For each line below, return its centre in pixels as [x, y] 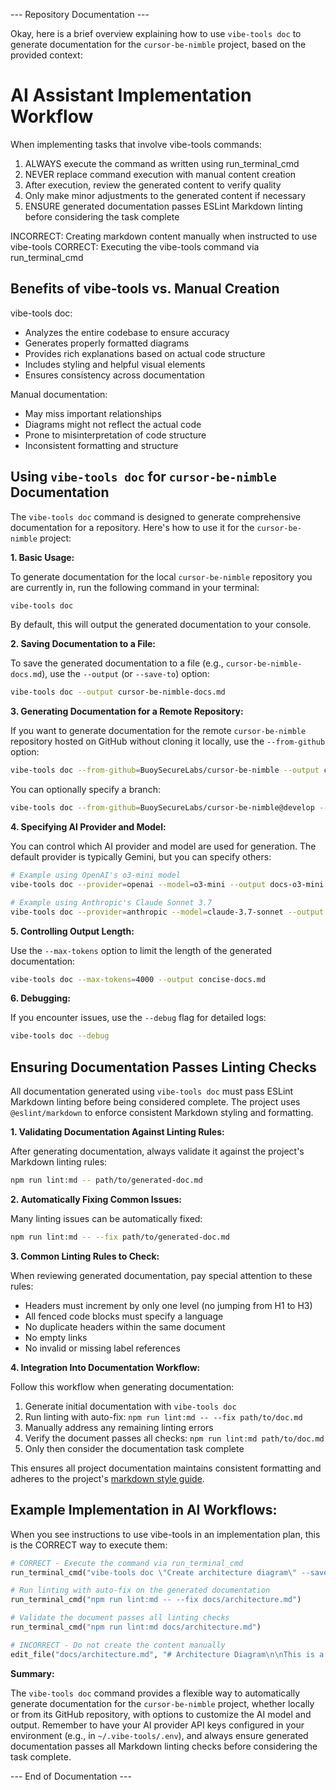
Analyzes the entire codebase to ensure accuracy [127, 332]
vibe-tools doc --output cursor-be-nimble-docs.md [118, 692]
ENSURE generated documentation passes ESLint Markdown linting [163, 206]
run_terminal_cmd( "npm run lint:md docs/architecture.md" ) [136, 1627]
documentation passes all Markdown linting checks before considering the [164, 1746]
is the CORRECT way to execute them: [89, 1545]
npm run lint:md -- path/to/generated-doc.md [106, 1180]
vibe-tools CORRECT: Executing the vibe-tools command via [135, 246]
